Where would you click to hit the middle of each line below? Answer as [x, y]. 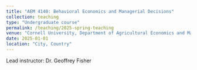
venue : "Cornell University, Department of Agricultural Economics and [95, 33]
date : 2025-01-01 [27, 38]
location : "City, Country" [39, 44]
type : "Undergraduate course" [43, 22]
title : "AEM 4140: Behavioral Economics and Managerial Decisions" [90, 11]
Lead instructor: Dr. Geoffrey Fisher [49, 60]
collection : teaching [33, 17]
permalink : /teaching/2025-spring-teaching [60, 28]
